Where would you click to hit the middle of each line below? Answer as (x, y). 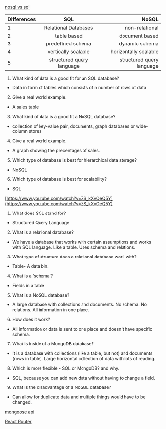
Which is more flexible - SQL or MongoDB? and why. (66, 368)
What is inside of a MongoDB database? (53, 344)
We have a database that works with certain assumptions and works (82, 242)
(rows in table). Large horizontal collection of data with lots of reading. (84, 359)
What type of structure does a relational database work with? (74, 257)
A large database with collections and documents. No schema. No (80, 304)
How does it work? (31, 319)
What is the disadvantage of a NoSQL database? (62, 387)
